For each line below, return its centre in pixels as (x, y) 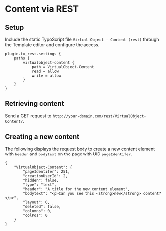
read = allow (45, 71)
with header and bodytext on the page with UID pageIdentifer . (69, 154)
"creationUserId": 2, (45, 176)
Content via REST (42, 9)
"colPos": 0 (36, 215)
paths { (22, 58)
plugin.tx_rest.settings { (33, 54)
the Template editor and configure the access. (52, 45)
